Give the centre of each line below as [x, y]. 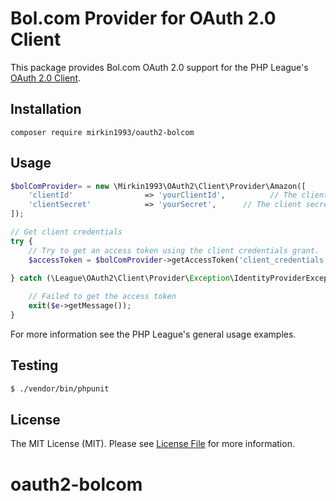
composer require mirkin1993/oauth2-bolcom [102, 132]
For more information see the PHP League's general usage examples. [153, 334]
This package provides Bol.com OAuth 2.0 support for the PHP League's [159, 67]
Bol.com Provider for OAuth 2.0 [143, 18]
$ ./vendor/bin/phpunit [60, 388]
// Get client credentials [66, 232]
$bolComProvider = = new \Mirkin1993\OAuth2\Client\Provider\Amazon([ [158, 186]
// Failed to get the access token [102, 297]
